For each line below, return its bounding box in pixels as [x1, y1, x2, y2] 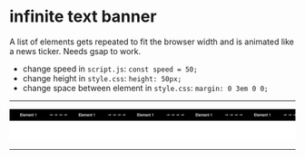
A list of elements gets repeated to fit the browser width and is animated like [9, 36, 295, 47]
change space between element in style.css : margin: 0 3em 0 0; [22, 82, 270, 93]
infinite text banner [9, 6, 157, 27]
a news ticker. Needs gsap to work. [9, 45, 142, 56]
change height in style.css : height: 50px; [22, 72, 182, 83]
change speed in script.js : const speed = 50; [22, 63, 198, 74]
